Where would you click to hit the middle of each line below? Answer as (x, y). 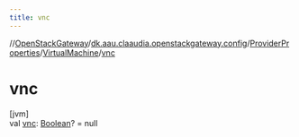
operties (25, 52)
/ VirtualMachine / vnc (77, 52)
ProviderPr (270, 43)
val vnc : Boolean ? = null (54, 123)
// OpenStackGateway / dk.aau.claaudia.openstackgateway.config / (130, 43)
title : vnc (30, 17)
